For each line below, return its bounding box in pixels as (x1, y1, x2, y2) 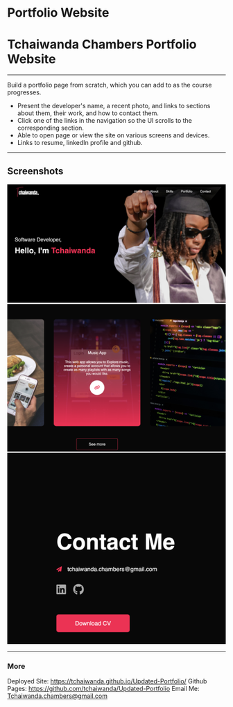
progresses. (7, 88, 42, 96)
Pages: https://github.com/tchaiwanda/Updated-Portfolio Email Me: (7, 684, 200, 692)
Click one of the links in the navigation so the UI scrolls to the (17, 117, 193, 125)
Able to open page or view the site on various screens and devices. (17, 131, 210, 139)
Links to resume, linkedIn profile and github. (17, 139, 143, 147)
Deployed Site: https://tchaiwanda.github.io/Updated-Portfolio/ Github (7, 676, 207, 685)
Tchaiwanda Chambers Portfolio (7, 37, 197, 53)
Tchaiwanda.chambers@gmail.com (7, 692, 108, 700)
